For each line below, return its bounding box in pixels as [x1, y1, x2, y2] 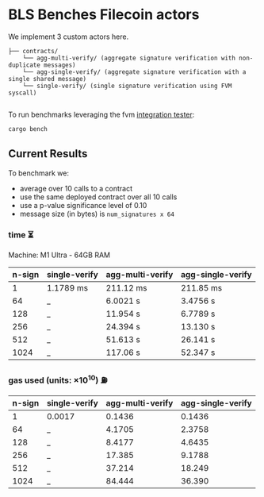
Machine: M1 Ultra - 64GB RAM [8, 250, 111, 260]
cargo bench [8, 125, 48, 133]
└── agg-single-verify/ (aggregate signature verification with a [22, 67, 247, 76]
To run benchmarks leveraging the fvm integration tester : [8, 110, 195, 119]
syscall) [8, 89, 37, 97]
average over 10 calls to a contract [19, 183, 133, 193]
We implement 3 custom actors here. [8, 32, 129, 41]
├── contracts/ [8, 47, 59, 55]
